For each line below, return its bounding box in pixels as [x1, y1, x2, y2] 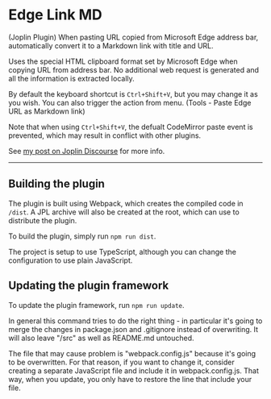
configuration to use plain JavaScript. [8, 256, 133, 265]
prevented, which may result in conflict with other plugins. [8, 131, 202, 140]
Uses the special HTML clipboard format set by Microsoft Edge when [8, 56, 238, 66]
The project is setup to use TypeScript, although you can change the [8, 247, 236, 256]
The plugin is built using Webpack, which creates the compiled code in [8, 198, 244, 208]
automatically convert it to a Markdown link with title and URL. [8, 40, 214, 50]
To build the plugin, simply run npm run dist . [8, 231, 156, 241]
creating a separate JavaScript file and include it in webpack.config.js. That [8, 365, 260, 376]
